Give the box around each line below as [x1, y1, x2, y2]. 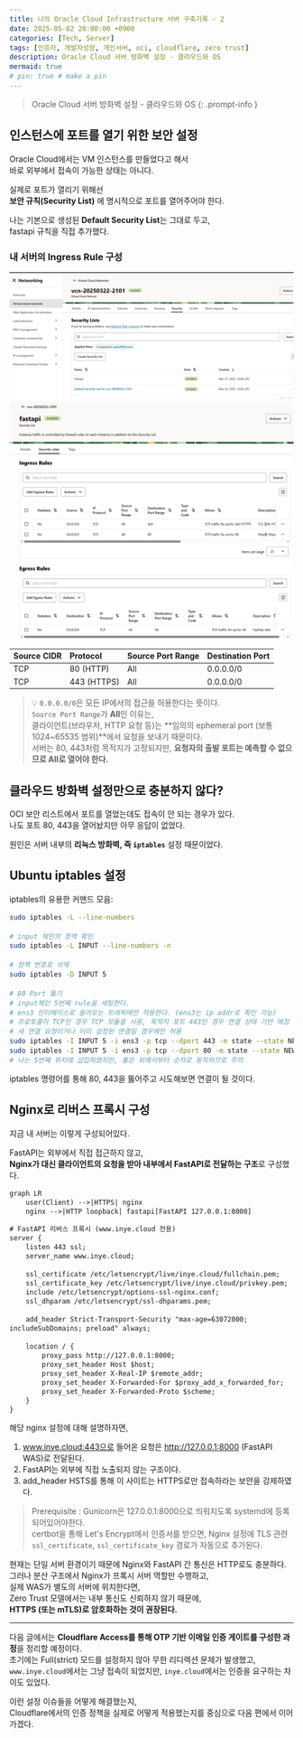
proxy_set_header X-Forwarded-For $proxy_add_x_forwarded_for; [41, 1378, 284, 1387]
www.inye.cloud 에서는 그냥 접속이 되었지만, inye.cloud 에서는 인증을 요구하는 [9, 1665, 282, 1676]
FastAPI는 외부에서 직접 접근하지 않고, [9, 1147, 144, 1158]
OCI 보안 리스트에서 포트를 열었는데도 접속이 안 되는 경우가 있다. [9, 808, 235, 819]
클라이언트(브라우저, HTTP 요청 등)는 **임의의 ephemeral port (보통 [31, 720, 273, 731]
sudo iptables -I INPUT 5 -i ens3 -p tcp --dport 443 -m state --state [9, 1037, 284, 1046]
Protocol [69, 650, 102, 661]
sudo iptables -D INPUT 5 [9, 970, 106, 979]
